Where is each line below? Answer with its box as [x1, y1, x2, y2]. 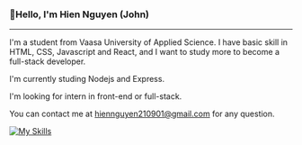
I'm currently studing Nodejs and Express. [9, 74, 164, 85]
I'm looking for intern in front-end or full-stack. [9, 91, 182, 102]
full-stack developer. [9, 56, 86, 67]
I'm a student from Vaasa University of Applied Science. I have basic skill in [9, 37, 289, 48]
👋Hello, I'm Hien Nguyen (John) [9, 8, 150, 21]
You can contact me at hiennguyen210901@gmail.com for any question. [9, 108, 276, 120]
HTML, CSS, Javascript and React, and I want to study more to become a [9, 47, 280, 58]
